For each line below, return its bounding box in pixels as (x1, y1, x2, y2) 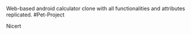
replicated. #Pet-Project (6, 11, 65, 18)
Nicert (6, 23, 22, 29)
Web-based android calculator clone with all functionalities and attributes (6, 5, 186, 12)
